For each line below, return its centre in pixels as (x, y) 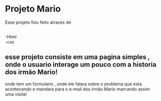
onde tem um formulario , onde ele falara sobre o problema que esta (73, 84)
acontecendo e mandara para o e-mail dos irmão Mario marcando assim (77, 89)
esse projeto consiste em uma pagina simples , (77, 57)
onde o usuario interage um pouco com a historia (81, 65)
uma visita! (16, 94)
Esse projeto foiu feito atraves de (38, 22)
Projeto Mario (33, 9)
